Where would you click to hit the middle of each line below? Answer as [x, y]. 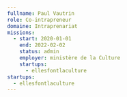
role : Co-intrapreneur [39, 20]
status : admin [39, 52]
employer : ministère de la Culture [70, 58]
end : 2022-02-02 [43, 45]
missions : [21, 32]
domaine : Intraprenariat [42, 26]
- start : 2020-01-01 [42, 39]
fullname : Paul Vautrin [41, 13]
